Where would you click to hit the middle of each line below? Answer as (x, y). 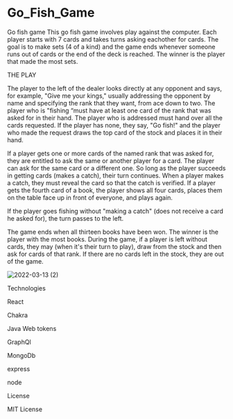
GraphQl (19, 342)
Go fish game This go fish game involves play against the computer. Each (112, 32)
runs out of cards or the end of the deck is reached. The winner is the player (116, 54)
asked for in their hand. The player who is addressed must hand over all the (115, 118)
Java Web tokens (32, 328)
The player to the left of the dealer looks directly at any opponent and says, (114, 88)
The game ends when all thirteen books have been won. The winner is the (113, 232)
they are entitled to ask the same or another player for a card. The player (111, 160)
